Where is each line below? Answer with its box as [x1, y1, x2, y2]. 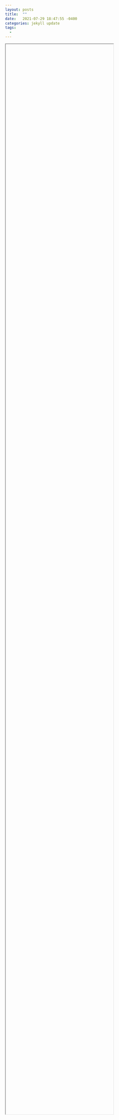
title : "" [5, 12, 27, 17]
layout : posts [5, 7, 34, 12]
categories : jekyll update [5, 20, 60, 26]
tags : [5, 25, 16, 30]
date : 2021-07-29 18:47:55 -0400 [5, 16, 78, 21]
